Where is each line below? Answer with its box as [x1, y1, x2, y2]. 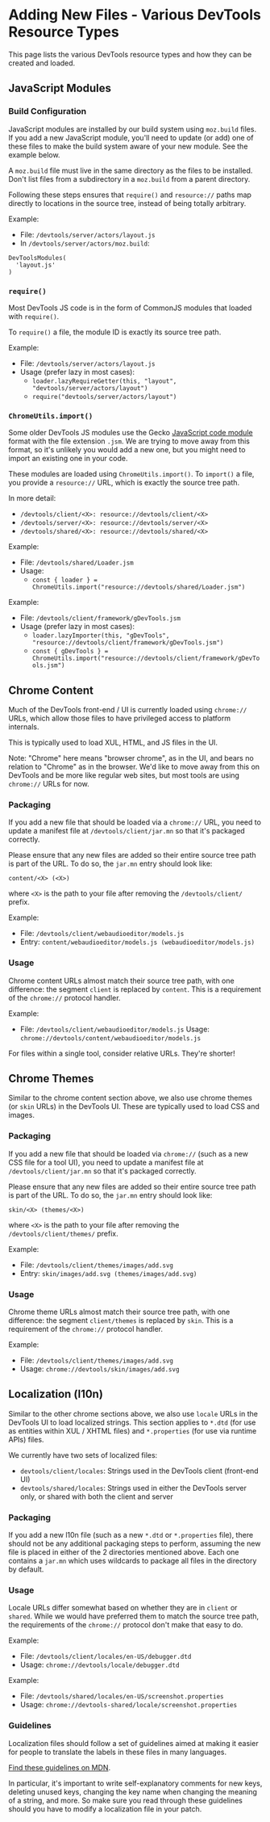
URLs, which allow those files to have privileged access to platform [8, 713, 231, 724]
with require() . [8, 311, 60, 321]
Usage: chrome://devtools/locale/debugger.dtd [19, 1660, 180, 1669]
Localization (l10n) [8, 1387, 103, 1401]
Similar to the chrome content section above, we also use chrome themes [8, 1093, 252, 1103]
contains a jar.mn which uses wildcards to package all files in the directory [8, 1556, 257, 1566]
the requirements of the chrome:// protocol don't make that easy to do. [8, 1620, 243, 1630]
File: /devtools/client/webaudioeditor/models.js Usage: [19, 1024, 210, 1034]
